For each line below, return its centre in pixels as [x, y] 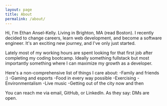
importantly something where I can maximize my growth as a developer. [79, 63]
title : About [19, 14]
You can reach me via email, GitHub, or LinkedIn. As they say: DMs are [77, 93]
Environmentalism [24, 83]
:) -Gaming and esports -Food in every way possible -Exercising [71, 78]
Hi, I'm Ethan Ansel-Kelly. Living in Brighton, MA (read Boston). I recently [80, 33]
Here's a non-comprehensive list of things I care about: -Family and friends [82, 73]
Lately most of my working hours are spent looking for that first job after [79, 53]
